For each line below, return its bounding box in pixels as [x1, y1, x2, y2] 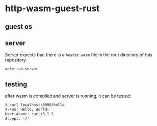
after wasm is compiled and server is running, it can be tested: [5, 93, 131, 99]
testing [5, 80, 27, 88]
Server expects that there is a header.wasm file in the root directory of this [5, 52, 153, 58]
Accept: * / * [5, 116, 29, 121]
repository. [5, 57, 27, 63]
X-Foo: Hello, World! [5, 107, 50, 112]
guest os [5, 22, 32, 31]
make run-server [5, 66, 38, 71]
